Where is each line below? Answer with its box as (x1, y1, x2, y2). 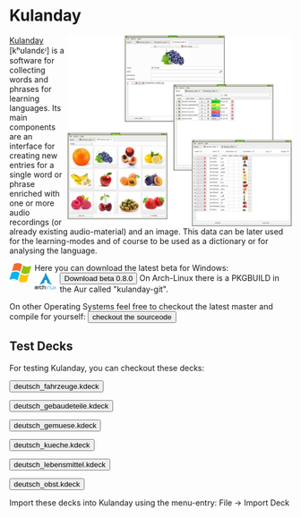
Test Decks (9, 339, 73, 354)
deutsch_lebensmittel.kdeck (13, 460, 106, 470)
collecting (9, 64, 47, 75)
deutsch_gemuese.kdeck (13, 420, 97, 430)
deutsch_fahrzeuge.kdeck (13, 381, 99, 391)
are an (9, 131, 33, 141)
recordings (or (9, 216, 63, 227)
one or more (9, 198, 56, 208)
